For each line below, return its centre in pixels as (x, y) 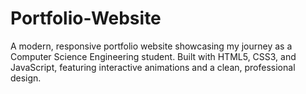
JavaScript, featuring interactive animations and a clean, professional (153, 67)
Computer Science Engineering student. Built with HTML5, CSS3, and (153, 56)
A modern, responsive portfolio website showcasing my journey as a (151, 46)
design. (26, 78)
